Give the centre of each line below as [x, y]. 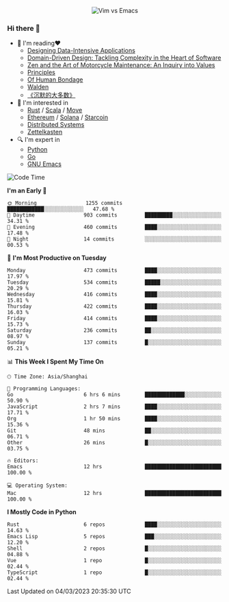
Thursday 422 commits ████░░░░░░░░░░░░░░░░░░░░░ [114, 306]
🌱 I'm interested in [42, 103]
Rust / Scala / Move [55, 110]
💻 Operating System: [38, 486]
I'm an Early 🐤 [27, 191]
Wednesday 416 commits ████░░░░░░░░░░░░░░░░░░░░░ [114, 295]
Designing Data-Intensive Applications [81, 51]
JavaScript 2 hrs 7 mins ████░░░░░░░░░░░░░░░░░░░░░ [114, 407]
